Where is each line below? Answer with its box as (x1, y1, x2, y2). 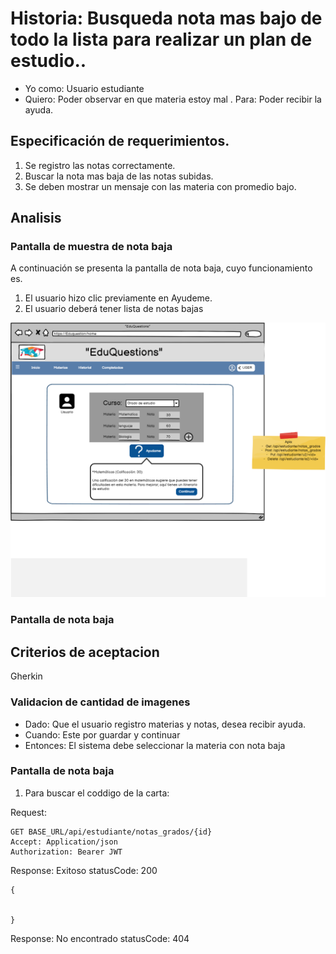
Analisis (10, 210, 62, 227)
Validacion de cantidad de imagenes (10, 695, 191, 709)
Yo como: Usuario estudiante (24, 82, 145, 94)
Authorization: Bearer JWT (10, 847, 123, 857)
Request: (10, 806, 47, 818)
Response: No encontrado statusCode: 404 (10, 932, 190, 944)
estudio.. (10, 50, 87, 72)
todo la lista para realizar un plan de (10, 28, 313, 51)
